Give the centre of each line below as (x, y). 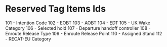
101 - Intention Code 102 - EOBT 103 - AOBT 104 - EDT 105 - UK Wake (78, 23)
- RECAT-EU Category (28, 39)
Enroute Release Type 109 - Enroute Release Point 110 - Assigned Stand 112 (84, 33)
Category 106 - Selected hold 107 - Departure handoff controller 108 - (78, 28)
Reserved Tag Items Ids (56, 9)
